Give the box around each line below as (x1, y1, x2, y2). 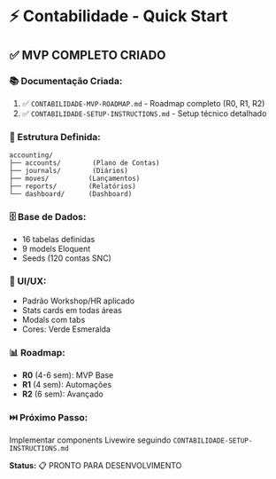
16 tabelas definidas (21, 234, 96, 245)
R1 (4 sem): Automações (21, 380, 112, 390)
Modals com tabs (21, 314, 86, 325)
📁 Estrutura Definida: (9, 130, 102, 143)
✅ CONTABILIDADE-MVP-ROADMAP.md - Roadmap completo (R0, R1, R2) (21, 98, 265, 108)
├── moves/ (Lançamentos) (9, 174, 141, 184)
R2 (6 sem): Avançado (21, 389, 103, 399)
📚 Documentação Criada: (9, 75, 123, 87)
